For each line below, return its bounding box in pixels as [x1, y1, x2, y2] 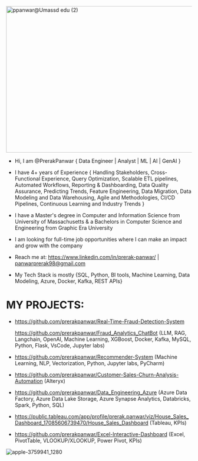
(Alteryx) [44, 377, 66, 384]
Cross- [150, 169, 168, 176]
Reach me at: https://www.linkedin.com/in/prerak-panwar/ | [14, 254, 159, 260]
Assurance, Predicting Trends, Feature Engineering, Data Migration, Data [14, 188, 192, 195]
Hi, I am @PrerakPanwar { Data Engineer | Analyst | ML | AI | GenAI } [14, 157, 181, 165]
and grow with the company [14, 242, 83, 249]
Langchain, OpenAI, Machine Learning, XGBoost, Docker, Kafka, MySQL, [14, 336, 192, 343]
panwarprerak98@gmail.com [14, 260, 86, 267]
